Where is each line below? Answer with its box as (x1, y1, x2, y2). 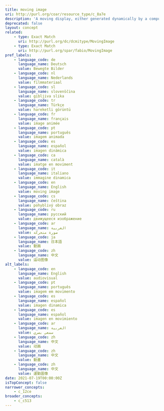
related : (5, 30, 23, 35)
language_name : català (18, 157, 64, 162)
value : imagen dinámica (18, 148, 67, 153)
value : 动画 (18, 343, 41, 349)
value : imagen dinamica (18, 303, 67, 308)
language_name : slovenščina (18, 89, 76, 94)
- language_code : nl (14, 71, 56, 76)
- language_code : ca (14, 153, 56, 158)
